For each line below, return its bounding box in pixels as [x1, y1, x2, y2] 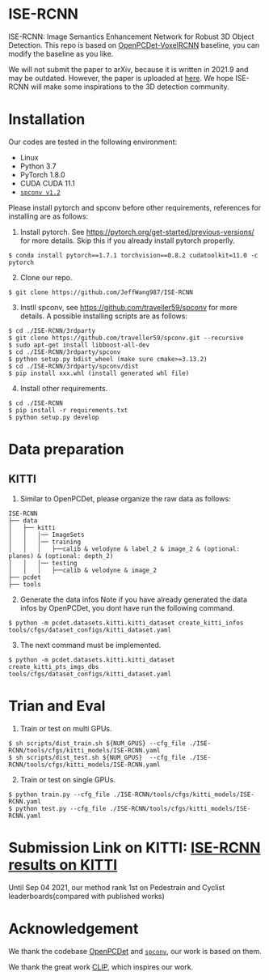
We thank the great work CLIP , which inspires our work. [8, 961, 194, 972]
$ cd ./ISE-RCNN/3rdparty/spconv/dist [8, 362, 139, 370]
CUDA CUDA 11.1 [19, 178, 75, 188]
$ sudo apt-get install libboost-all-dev [8, 341, 150, 349]
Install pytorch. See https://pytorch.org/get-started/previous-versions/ [19, 227, 254, 236]
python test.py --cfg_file [15, 804, 107, 812]
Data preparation [8, 441, 124, 458]
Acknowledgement [8, 919, 139, 938]
